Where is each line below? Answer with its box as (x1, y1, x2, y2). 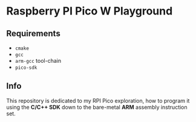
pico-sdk (15, 65, 38, 71)
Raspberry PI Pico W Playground (6, 4, 173, 18)
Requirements (6, 28, 60, 39)
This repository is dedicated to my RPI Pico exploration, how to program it (6, 97, 190, 104)
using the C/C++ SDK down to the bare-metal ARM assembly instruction (6, 103, 188, 111)
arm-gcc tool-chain (15, 57, 62, 64)
